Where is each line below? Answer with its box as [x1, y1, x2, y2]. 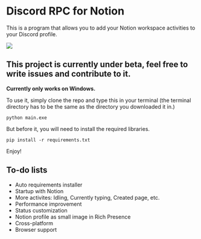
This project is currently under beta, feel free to [6, 59, 188, 70]
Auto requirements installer [14, 181, 83, 188]
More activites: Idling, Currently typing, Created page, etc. [14, 194, 160, 201]
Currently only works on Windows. [6, 84, 95, 92]
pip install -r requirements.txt [6, 137, 91, 143]
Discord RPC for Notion [6, 4, 125, 18]
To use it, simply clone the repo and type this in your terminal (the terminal [6, 97, 191, 104]
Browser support [14, 226, 57, 233]
